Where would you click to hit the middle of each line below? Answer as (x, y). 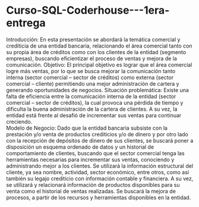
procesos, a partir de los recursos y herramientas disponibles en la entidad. (99, 197)
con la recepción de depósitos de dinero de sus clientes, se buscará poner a (100, 140)
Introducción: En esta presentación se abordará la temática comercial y (93, 39)
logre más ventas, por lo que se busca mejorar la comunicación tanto (91, 71)
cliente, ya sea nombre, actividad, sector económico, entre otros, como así (97, 172)
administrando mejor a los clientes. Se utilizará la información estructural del (100, 166)
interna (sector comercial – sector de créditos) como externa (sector (90, 77)
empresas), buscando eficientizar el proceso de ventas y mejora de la (91, 58)
